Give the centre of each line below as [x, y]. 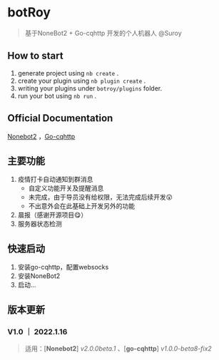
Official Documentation [60, 118]
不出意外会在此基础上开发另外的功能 [82, 206]
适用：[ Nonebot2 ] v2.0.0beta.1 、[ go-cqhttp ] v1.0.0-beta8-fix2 [118, 348]
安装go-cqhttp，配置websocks [63, 267]
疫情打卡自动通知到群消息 [55, 180]
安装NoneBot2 [39, 276]
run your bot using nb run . [57, 96]
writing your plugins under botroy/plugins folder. [90, 88]
